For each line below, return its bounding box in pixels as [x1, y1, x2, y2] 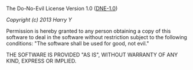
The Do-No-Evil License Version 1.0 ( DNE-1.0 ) [6, 5, 118, 12]
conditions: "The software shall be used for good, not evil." [6, 40, 149, 47]
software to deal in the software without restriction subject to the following [6, 34, 188, 40]
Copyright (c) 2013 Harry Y [6, 16, 72, 23]
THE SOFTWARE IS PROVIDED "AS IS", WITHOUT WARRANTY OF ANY [6, 51, 178, 58]
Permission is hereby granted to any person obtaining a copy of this [6, 27, 171, 34]
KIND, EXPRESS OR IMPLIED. [6, 58, 77, 64]
